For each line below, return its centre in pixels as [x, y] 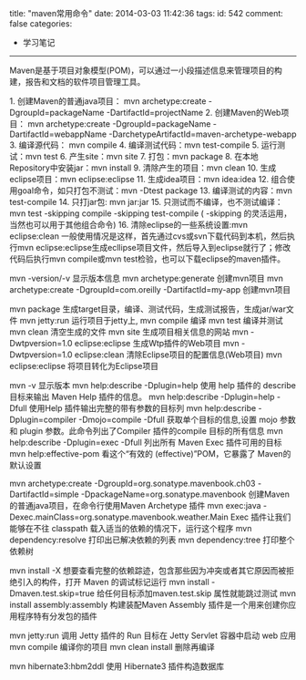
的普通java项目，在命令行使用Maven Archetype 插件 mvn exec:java [135, 505]
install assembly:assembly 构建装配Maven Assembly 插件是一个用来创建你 [149, 605]
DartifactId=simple [44, 494]
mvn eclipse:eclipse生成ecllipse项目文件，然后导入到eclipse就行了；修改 [154, 247]
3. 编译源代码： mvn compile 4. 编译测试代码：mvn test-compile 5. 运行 [143, 145]
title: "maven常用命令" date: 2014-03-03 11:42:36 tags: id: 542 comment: [147, 13]
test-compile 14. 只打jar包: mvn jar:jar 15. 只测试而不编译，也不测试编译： [147, 202]
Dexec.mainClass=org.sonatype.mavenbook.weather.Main [119, 517]
